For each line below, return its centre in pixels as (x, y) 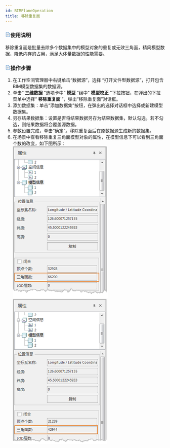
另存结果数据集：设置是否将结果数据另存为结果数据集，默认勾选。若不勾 (88, 118)
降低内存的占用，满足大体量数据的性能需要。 (60, 54)
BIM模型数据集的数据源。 (39, 87)
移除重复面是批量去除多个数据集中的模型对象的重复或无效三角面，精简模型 (83, 47)
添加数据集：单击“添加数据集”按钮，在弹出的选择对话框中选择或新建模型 (88, 105)
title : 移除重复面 (23, 16)
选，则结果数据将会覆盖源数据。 (46, 125)
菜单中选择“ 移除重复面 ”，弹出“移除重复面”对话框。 (67, 99)
